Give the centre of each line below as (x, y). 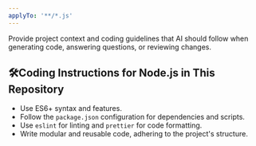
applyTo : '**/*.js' (41, 16)
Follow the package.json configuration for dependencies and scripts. (132, 117)
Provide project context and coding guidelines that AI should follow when (128, 38)
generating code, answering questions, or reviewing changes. (110, 47)
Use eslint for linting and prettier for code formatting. (111, 125)
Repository (36, 90)
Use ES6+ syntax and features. (71, 109)
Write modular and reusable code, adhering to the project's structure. (134, 134)
